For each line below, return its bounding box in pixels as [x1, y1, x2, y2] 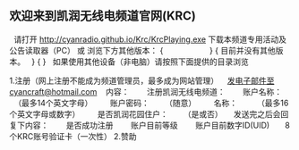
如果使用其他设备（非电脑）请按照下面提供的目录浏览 [52, 56, 249, 67]
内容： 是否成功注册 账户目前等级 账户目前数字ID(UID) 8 [24, 120, 291, 130]
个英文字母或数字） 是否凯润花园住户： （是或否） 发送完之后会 [9, 108, 281, 119]
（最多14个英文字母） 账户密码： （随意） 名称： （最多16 [13, 97, 289, 108]
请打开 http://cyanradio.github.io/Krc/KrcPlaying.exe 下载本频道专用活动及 [13, 34, 287, 45]
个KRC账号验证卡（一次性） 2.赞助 [9, 130, 137, 141]
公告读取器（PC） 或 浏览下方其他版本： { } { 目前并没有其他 [9, 45, 276, 55]
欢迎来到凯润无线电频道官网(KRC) [9, 8, 197, 24]
